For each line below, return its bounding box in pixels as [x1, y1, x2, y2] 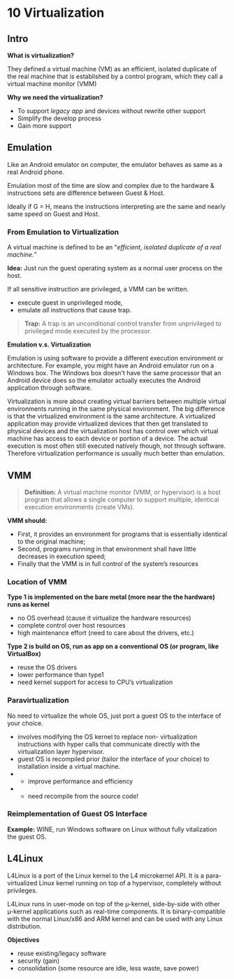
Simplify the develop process [17, 114, 102, 122]
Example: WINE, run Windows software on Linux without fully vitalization [7, 825, 217, 833]
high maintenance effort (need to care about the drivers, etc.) [17, 629, 194, 637]
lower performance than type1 [17, 671, 104, 679]
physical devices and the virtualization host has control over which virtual [7, 427, 219, 435]
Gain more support [17, 122, 72, 130]
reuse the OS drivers [17, 663, 78, 672]
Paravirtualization [7, 695, 69, 705]
